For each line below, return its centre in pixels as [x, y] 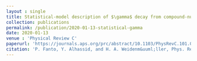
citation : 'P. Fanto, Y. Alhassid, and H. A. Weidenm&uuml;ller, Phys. [95, 49]
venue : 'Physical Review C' [42, 38]
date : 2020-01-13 [27, 33]
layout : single [26, 11]
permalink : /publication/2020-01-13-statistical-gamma [74, 28]
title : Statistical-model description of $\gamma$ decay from [84, 17]
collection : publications [38, 22]
